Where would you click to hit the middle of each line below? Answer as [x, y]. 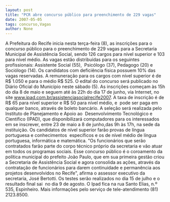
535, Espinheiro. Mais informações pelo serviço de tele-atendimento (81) [82, 189]
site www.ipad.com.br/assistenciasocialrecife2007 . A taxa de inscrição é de [85, 98]
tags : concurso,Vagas [28, 24]
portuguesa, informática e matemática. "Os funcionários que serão [76, 141]
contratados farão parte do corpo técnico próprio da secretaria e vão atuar [84, 146]
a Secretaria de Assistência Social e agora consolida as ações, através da [83, 162]
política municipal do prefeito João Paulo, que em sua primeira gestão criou [85, 157]
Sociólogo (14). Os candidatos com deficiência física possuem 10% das [80, 70]
